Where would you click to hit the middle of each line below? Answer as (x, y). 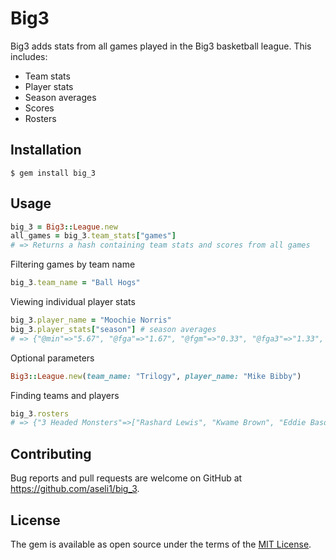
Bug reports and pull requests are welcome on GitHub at (126, 478)
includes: (29, 56)
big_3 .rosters (40, 413)
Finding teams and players (65, 395)
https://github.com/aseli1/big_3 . (75, 489)
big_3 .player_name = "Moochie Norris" (91, 320)
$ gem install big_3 (53, 173)
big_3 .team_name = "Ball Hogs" (75, 283)
